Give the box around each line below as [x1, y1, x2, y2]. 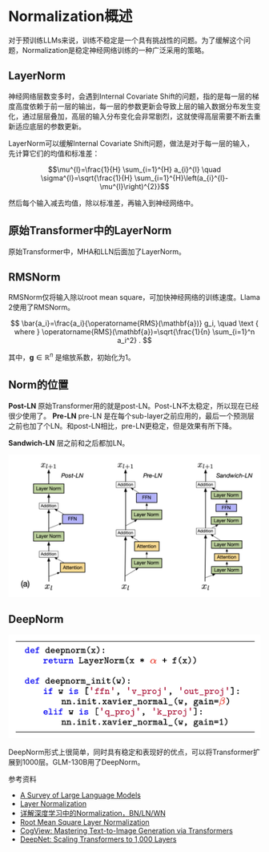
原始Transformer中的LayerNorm [8, 224, 172, 237]
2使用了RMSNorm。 [8, 302, 74, 313]
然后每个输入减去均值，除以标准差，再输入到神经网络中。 [8, 198, 198, 208]
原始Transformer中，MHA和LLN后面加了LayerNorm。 [8, 246, 186, 256]
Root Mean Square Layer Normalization [19, 818, 150, 827]
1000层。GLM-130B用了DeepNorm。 [22, 757, 145, 767]
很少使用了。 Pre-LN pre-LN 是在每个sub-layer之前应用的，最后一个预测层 [8, 410, 255, 421]
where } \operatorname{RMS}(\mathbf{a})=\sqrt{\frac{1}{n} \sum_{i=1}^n [14, 327, 255, 337]
